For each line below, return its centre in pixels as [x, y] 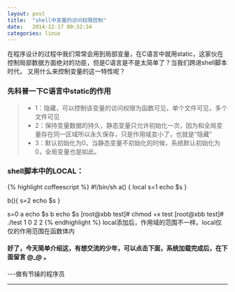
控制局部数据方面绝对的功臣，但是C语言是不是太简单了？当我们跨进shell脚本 [117, 63]
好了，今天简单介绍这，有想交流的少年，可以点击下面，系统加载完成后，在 [114, 248]
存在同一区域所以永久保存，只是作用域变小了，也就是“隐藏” [126, 134]
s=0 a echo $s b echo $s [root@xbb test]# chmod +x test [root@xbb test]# [115, 214]
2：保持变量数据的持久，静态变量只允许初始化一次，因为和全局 [126, 125]
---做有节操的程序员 [36, 274]
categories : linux [34, 33]
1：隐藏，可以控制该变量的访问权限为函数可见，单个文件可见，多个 [131, 108]
